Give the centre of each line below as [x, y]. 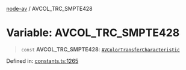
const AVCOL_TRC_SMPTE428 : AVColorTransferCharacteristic [100, 49]
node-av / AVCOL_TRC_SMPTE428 [49, 9]
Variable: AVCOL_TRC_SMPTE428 [93, 33]
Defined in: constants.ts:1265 [42, 61]
